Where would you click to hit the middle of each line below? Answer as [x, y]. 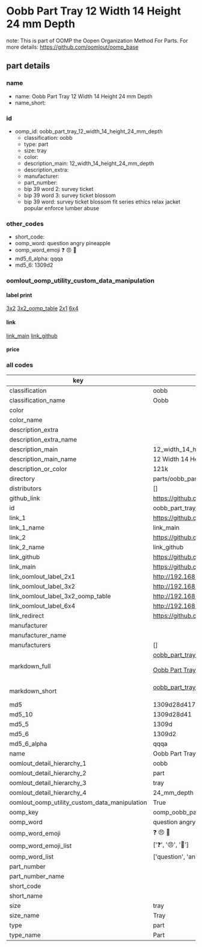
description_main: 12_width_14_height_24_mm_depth [89, 163]
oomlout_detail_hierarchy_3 [48, 783]
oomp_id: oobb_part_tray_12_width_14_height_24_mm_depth [89, 131]
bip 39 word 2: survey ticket [59, 189]
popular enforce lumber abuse [61, 208]
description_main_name [43, 459]
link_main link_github [32, 336]
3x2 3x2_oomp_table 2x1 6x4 [42, 308]
